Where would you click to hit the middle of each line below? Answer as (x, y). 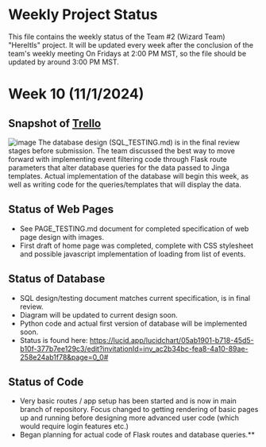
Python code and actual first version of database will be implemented (133, 323)
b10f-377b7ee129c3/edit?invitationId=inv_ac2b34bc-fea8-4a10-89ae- (134, 349)
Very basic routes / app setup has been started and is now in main (128, 401)
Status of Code (46, 381)
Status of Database (57, 279)
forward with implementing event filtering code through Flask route (118, 159)
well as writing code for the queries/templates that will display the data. (125, 184)
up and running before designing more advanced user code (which (129, 418)
